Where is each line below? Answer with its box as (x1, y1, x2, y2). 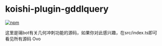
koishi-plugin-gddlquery (5, 3, 109, 15)
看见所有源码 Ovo (5, 36, 41, 42)
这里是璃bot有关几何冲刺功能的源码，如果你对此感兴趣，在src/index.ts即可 (5, 29, 158, 35)
